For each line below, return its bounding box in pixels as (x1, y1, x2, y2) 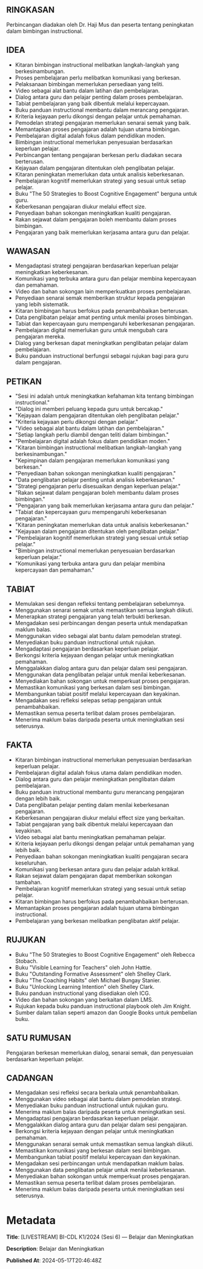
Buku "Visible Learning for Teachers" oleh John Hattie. (15, 963, 152, 971)
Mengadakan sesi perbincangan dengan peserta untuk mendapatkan (15, 620, 188, 627)
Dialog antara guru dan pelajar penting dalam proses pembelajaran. (15, 93, 184, 101)
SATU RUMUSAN (6, 1033, 72, 1043)
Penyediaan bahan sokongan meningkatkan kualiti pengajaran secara (15, 852, 188, 860)
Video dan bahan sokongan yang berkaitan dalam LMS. (15, 996, 153, 1003)
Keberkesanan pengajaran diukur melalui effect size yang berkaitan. (15, 814, 185, 821)
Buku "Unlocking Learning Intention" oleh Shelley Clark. (15, 983, 155, 990)
